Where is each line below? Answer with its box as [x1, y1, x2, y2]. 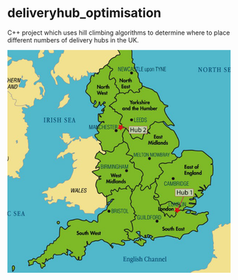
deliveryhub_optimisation [7, 5, 161, 21]
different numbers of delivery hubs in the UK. [7, 35, 140, 44]
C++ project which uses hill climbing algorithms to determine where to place [7, 28, 230, 37]
